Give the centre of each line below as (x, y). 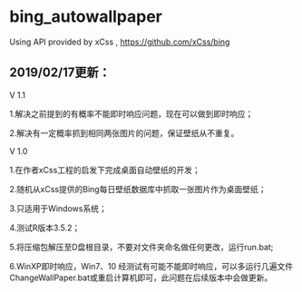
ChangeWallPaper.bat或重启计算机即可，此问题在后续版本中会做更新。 (141, 277)
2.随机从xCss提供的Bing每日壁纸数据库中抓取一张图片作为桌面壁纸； (138, 189)
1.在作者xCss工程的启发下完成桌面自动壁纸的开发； (105, 170)
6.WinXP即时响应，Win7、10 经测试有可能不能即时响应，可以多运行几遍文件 (151, 266)
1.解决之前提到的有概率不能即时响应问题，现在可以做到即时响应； (132, 113)
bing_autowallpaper (86, 17)
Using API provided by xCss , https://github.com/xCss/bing (120, 42)
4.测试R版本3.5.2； (45, 228)
